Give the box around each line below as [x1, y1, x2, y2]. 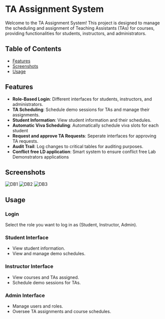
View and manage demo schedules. [12, 251, 86, 257]
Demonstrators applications [12, 154, 69, 159]
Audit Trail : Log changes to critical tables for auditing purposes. [12, 143, 144, 149]
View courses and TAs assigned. [12, 274, 79, 280]
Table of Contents [5, 45, 62, 53]
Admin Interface [5, 292, 45, 299]
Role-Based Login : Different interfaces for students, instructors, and [12, 96, 152, 102]
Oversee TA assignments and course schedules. [12, 308, 111, 314]
